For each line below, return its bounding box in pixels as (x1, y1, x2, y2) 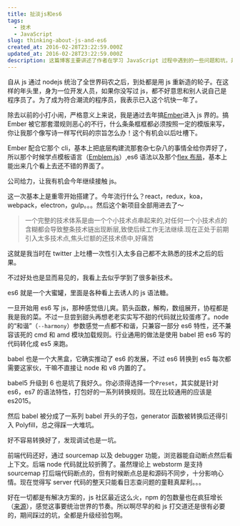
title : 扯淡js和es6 (7, 10, 62, 18)
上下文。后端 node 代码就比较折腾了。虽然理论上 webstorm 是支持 (7, 460, 204, 468)
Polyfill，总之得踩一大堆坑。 (15, 420, 99, 429)
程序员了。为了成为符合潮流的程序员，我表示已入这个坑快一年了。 (7, 95, 201, 104)
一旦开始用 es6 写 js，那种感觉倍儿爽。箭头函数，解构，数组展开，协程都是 (7, 303, 229, 312)
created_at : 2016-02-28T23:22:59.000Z (7, 44, 123, 51)
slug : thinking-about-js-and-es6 (7, 37, 107, 44)
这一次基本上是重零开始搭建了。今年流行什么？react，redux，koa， (7, 192, 207, 200)
